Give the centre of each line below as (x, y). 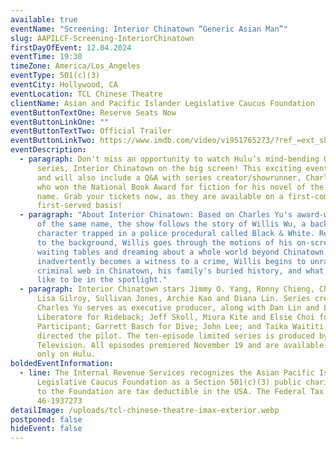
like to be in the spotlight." (102, 280)
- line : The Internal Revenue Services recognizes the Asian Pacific (167, 373)
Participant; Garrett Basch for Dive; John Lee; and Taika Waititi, (182, 326)
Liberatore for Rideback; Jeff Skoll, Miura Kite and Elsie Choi (175, 317)
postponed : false (46, 419)
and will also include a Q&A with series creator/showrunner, (169, 177)
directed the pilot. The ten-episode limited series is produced (175, 336)
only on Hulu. (66, 354)
